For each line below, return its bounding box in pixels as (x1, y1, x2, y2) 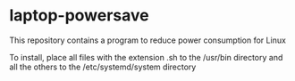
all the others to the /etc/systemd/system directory (9, 61, 197, 72)
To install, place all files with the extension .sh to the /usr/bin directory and (9, 52, 283, 62)
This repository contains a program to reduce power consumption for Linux (9, 35, 286, 45)
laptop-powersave (9, 5, 149, 26)
